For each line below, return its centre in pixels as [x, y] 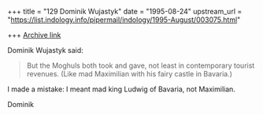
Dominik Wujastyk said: [45, 50]
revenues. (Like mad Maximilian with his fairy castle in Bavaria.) [130, 74]
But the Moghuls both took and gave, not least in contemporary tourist [141, 65]
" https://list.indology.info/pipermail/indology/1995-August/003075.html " [124, 20]
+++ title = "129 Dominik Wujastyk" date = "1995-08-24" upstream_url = [125, 11]
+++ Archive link [34, 35]
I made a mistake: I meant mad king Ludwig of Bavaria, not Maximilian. [121, 89]
